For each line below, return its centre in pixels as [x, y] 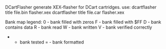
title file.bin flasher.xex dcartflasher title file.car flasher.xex [65, 12]
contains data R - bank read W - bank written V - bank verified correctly [79, 27]
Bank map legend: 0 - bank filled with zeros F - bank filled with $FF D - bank [83, 22]
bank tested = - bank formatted [52, 42]
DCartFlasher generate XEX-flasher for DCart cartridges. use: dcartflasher [81, 7]
